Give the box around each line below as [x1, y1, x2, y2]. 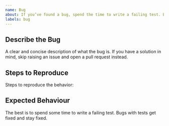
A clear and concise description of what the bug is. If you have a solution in [5, 49, 161, 55]
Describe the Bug [5, 35, 61, 44]
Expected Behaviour [5, 96, 70, 105]
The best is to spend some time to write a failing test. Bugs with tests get [5, 109, 156, 115]
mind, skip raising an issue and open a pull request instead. [5, 54, 128, 60]
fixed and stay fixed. [5, 115, 48, 121]
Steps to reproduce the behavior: [5, 82, 74, 88]
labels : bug [5, 17, 30, 22]
